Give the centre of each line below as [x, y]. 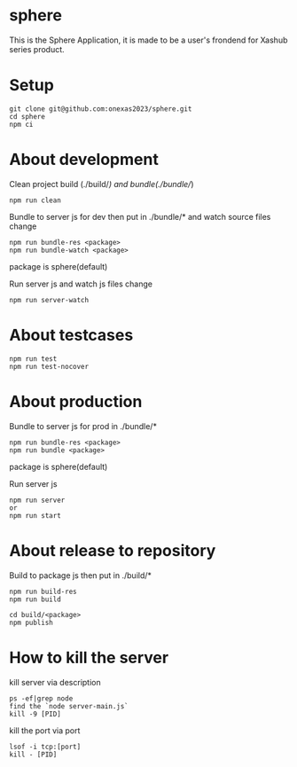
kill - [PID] [33, 755]
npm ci [21, 124]
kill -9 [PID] [35, 714]
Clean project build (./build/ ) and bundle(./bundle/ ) [102, 184]
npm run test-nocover [49, 366]
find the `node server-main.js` [69, 706]
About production [76, 401]
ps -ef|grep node [41, 698]
